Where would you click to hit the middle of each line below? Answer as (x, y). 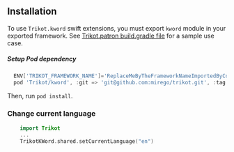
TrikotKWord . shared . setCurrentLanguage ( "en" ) (87, 141)
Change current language (52, 114)
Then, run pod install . (40, 96)
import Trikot (40, 128)
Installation (32, 12)
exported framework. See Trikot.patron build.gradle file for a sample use (111, 36)
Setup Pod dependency (42, 59)
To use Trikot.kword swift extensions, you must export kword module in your (117, 28)
